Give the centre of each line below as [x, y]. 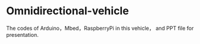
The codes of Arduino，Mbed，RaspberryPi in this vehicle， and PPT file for [100, 28]
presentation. [22, 34]
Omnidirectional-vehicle [68, 11]
